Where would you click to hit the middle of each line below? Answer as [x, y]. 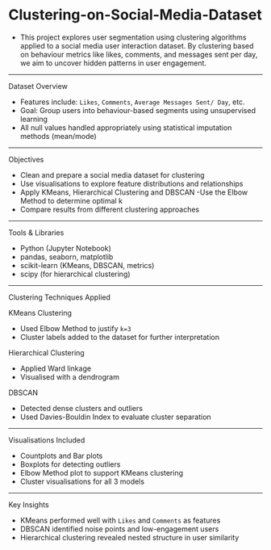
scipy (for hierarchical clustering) [75, 274]
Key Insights [29, 504]
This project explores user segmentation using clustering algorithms [133, 37]
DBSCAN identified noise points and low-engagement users [119, 529]
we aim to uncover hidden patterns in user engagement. [113, 63]
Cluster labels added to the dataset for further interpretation [120, 337]
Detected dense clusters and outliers [81, 408]
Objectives [26, 159]
